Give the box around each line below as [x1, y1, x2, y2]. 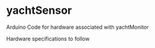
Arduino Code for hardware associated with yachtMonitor [6, 23, 149, 31]
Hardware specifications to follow [6, 35, 90, 42]
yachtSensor [6, 4, 72, 17]
